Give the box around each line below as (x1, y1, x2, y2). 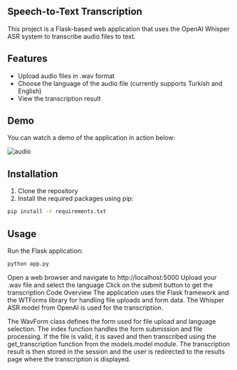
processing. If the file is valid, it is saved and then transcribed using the (7, 332, 216, 340)
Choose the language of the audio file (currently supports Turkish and (17, 79, 223, 87)
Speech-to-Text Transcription (7, 6, 142, 18)
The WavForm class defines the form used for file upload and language (7, 317, 216, 325)
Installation (7, 168, 58, 180)
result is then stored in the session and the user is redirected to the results (7, 347, 226, 356)
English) (17, 87, 42, 95)
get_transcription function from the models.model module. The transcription (7, 339, 230, 348)
